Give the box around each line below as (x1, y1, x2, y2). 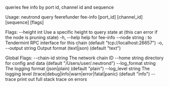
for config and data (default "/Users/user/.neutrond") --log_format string (5, 60, 156, 66)
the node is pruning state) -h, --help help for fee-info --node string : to (5, 35, 152, 40)
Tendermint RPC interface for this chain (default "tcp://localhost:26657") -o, (5, 40, 163, 46)
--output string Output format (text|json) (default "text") (5, 45, 121, 51)
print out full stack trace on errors (17, 76, 87, 82)
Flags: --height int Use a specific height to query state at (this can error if (5, 29, 158, 35)
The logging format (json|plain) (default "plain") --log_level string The (5, 65, 150, 71)
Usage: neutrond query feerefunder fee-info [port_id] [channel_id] (5, 14, 143, 20)
